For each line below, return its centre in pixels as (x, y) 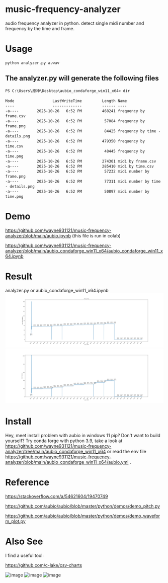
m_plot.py (16, 521)
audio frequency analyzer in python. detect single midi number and (75, 23)
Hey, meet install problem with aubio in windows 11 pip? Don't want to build (83, 435)
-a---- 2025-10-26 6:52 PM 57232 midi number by (77, 171)
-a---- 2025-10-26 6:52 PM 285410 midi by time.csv (80, 166)
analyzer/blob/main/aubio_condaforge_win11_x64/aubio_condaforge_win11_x (84, 251)
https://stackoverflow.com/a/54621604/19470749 (57, 496)
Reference (27, 483)
